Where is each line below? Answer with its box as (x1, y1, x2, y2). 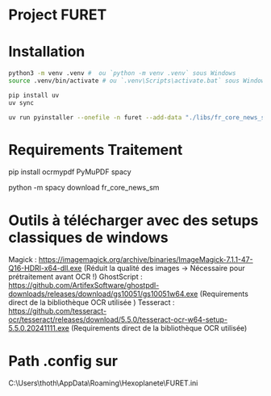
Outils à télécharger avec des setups (8, 211, 259, 229)
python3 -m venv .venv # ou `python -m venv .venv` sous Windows (8, 69, 236, 77)
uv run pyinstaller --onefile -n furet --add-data (8, 113, 182, 122)
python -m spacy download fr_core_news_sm (8, 183, 160, 193)
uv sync (8, 98, 35, 106)
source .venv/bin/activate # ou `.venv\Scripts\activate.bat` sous (8, 77, 240, 85)
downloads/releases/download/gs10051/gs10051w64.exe (8, 289, 198, 299)
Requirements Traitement (8, 140, 183, 159)
